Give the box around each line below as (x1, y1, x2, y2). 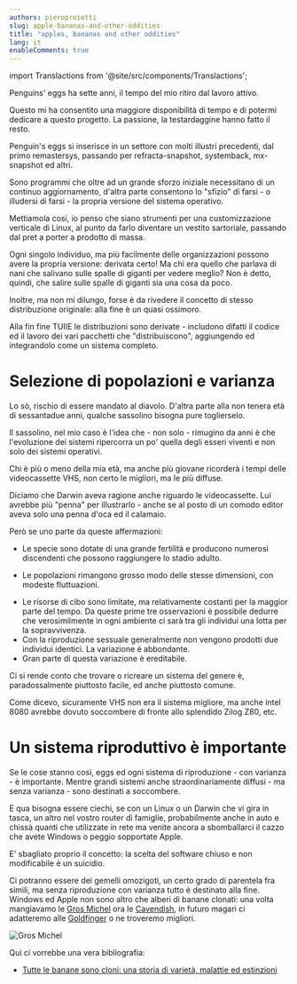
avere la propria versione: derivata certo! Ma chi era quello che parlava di (9, 258, 277, 269)
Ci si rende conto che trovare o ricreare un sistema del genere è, (9, 671, 246, 681)
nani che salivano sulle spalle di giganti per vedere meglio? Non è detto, (9, 268, 272, 279)
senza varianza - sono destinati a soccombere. (9, 786, 181, 796)
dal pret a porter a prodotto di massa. (9, 232, 145, 242)
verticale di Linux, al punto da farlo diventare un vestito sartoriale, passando (9, 223, 286, 234)
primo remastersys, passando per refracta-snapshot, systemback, (9, 150, 252, 161)
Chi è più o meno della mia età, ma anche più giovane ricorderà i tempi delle (9, 464, 286, 474)
